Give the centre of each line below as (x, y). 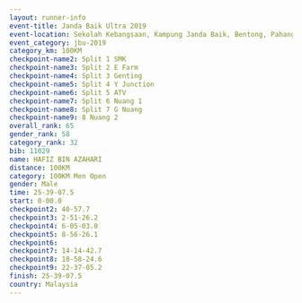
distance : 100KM (40, 168)
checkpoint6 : (34, 243)
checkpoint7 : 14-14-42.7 (56, 251)
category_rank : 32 (44, 143)
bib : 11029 (30, 151)
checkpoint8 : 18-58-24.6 (56, 260)
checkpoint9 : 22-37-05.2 (56, 268)
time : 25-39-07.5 (42, 193)
